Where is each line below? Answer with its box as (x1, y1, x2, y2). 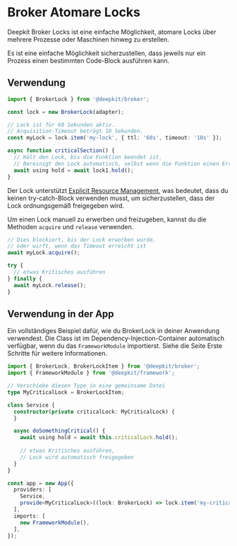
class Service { (7, 401, 55, 409)
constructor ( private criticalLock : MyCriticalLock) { (13, 408, 175, 415)
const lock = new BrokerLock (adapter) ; (7, 108, 125, 115)
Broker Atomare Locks (7, 4, 141, 21)
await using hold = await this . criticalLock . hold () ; (20, 434, 178, 441)
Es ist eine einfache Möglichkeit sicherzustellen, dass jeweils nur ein (7, 49, 206, 57)
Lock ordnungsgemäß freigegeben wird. (7, 201, 125, 209)
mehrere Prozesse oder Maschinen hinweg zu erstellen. (7, 35, 169, 43)
